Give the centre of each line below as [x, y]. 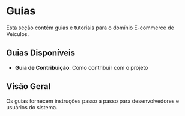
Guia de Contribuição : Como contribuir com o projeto [81, 67]
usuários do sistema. [32, 107]
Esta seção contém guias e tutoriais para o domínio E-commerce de [90, 28]
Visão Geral [29, 86]
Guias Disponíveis [41, 53]
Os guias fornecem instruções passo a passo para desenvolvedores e [93, 101]
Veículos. [17, 34]
